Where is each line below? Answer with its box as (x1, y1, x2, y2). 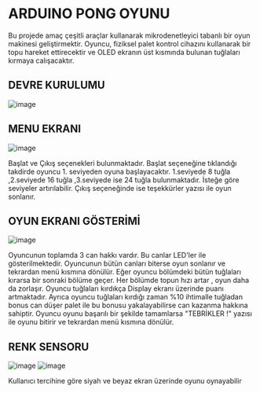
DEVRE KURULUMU (8, 79, 105, 92)
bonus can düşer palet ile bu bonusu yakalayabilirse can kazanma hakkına (8, 300, 249, 310)
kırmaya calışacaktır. (8, 56, 75, 65)
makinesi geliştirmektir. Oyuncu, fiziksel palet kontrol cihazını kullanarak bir (8, 39, 251, 48)
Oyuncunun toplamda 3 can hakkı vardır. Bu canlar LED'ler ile (8, 251, 207, 260)
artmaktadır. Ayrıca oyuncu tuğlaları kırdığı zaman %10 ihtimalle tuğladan (8, 292, 244, 302)
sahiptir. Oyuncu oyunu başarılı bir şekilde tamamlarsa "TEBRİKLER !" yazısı (8, 309, 253, 318)
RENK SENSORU (8, 340, 90, 354)
